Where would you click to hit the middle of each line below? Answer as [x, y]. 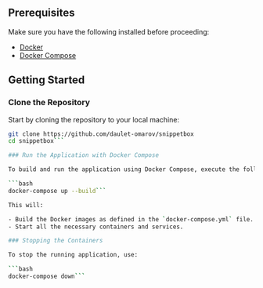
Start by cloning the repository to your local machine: [94, 119]
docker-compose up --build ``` [58, 191]
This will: [26, 205]
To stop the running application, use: [73, 255]
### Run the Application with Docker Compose [83, 155]
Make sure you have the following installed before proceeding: [109, 31]
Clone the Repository [49, 103]
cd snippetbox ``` [36, 141]
